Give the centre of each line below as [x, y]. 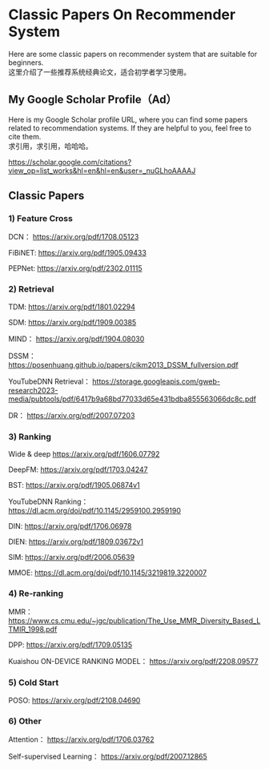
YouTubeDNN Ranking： [48, 501]
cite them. [25, 136]
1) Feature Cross [41, 219]
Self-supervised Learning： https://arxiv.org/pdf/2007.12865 [108, 756]
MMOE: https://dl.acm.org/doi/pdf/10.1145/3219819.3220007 [108, 573]
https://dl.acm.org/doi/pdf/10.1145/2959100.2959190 [95, 511]
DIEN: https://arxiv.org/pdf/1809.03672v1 [76, 542]
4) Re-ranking [36, 593]
